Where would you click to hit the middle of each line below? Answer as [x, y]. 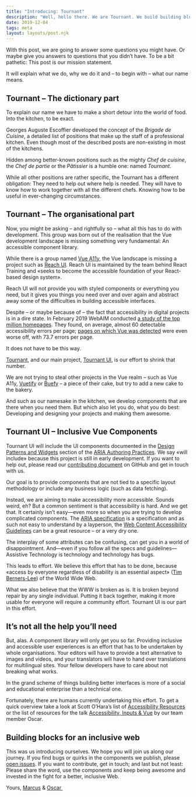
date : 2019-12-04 [27, 22]
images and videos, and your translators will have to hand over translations [96, 659]
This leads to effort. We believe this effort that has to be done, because [92, 565]
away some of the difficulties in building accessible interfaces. [81, 301]
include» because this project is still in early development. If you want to [93, 458]
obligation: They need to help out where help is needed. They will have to [94, 183]
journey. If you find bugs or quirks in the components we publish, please [93, 758]
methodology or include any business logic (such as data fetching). [87, 488]
